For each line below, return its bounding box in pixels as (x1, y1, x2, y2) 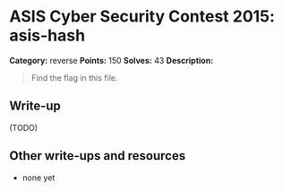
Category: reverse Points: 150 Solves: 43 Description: (9, 55, 214, 65)
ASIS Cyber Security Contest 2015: (9, 6, 276, 27)
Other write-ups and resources (9, 148, 186, 163)
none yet (21, 172, 56, 183)
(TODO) (9, 122, 39, 133)
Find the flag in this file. (30, 72, 118, 83)
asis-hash (9, 25, 86, 46)
